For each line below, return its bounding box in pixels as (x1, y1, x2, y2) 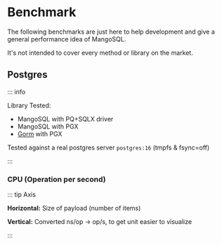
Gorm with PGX (17, 129, 63, 138)
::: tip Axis (7, 190, 37, 199)
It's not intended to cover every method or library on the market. (7, 48, 193, 57)
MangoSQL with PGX (17, 122, 79, 131)
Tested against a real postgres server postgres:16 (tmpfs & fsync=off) (7, 143, 210, 152)
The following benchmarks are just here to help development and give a (7, 27, 216, 36)
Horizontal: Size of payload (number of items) (7, 204, 141, 213)
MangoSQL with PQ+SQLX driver (17, 114, 114, 123)
